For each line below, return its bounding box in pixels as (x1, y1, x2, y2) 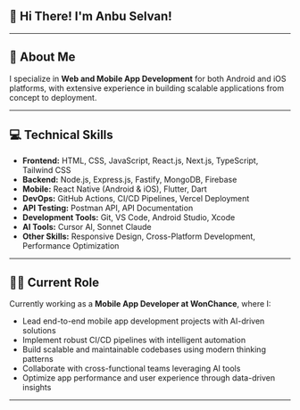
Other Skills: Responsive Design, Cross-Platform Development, (21, 231, 256, 242)
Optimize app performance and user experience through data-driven (21, 373, 276, 383)
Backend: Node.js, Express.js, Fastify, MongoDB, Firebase (21, 175, 237, 185)
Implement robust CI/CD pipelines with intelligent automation (21, 335, 246, 346)
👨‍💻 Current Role (9, 275, 100, 290)
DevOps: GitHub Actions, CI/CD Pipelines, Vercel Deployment (21, 193, 250, 204)
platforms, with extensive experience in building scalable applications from (9, 82, 284, 94)
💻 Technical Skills (9, 127, 113, 143)
